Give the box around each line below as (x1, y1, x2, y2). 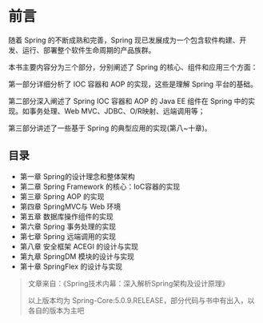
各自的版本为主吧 (27, 305, 85, 315)
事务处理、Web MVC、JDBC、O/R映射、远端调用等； (29, 106, 205, 116)
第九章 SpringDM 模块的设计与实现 (19, 251, 134, 261)
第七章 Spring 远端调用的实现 (19, 231, 116, 241)
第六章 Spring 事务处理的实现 (19, 221, 116, 231)
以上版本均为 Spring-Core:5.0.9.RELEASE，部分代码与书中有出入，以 (27, 295, 255, 305)
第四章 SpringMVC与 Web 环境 (19, 201, 122, 211)
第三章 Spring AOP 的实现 (19, 191, 105, 201)
